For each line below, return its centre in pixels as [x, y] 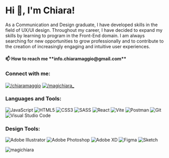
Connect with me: [28, 74]
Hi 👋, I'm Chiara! [40, 11]
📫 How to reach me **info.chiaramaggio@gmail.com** [66, 58]
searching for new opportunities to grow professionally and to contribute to [84, 41]
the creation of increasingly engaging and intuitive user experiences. [78, 46]
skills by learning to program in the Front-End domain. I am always [75, 35]
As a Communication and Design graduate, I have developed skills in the [81, 25]
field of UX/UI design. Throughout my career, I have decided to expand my [84, 30]
